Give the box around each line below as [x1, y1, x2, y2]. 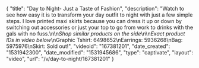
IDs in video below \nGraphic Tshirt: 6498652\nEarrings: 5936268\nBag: [6, 37, 183, 43]
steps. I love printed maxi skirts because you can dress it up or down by [6, 18, 182, 24]
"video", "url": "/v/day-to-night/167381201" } [6, 56, 114, 62]
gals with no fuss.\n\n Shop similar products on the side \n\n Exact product [6, 30, 185, 37]
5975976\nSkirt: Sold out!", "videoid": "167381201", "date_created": [6, 43, 170, 50]
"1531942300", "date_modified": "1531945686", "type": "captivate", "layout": [6, 49, 194, 56]
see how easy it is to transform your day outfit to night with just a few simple [6, 11, 193, 18]
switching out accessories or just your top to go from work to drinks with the [6, 24, 194, 31]
